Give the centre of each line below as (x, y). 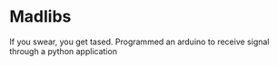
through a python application (64, 51)
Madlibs (40, 17)
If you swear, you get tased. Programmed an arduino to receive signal (139, 42)
